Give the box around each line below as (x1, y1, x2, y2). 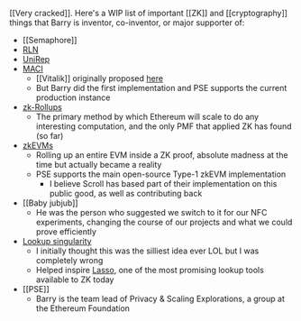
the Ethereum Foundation (35, 303, 131, 314)
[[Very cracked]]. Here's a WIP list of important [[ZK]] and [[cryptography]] (9, 8, 288, 18)
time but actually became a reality (35, 160, 162, 170)
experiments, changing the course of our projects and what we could (35, 216, 293, 227)
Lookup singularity (22, 236, 92, 246)
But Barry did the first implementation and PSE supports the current (35, 83, 287, 93)
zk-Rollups (22, 102, 63, 112)
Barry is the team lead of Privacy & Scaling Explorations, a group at (35, 293, 286, 304)
